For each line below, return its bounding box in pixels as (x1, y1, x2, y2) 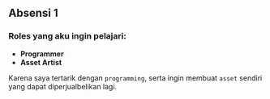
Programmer (19, 48, 64, 59)
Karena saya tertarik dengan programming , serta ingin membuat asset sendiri (8, 72, 263, 83)
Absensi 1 (8, 6, 58, 20)
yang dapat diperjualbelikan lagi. (8, 81, 118, 91)
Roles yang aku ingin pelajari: (8, 31, 127, 42)
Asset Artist (19, 57, 62, 67)
